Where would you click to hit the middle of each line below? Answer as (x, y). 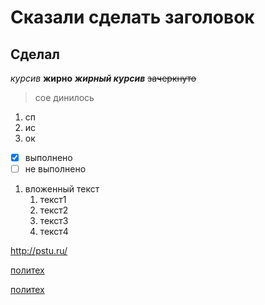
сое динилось (64, 97)
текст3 (54, 221)
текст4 (54, 232)
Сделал (35, 54)
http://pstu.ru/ (39, 251)
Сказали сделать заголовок (132, 17)
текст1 (53, 200)
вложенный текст (62, 189)
